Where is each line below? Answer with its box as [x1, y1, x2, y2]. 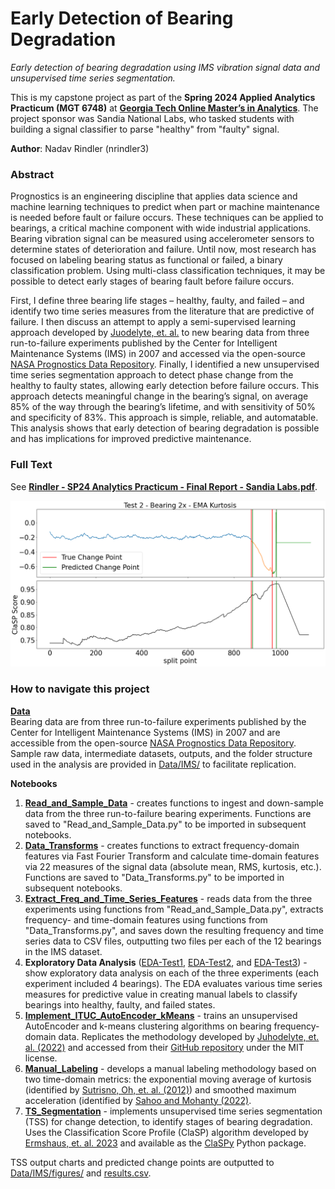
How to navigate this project [10, 682, 150, 696]
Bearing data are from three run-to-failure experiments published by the [10, 715, 307, 727]
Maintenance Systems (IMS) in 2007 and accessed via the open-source [10, 348, 306, 360]
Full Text [10, 458, 53, 472]
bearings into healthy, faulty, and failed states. [24, 998, 216, 1011]
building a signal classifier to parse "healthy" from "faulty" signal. [10, 123, 280, 135]
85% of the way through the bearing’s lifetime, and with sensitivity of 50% [10, 401, 316, 413]
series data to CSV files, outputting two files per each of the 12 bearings [24, 935, 322, 947]
